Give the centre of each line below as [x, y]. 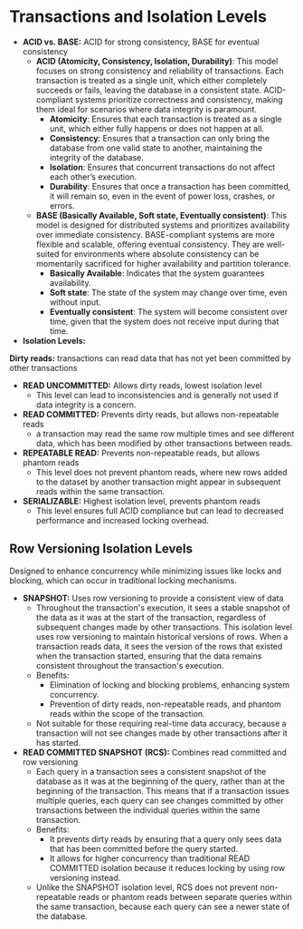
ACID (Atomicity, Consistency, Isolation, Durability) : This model [157, 61]
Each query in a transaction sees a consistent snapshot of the [151, 771]
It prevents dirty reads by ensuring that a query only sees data [166, 839]
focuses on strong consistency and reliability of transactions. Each [160, 71]
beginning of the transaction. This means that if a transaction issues [162, 790]
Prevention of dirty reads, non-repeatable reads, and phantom [166, 704]
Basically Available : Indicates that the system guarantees [157, 273]
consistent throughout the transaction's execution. [130, 665]
